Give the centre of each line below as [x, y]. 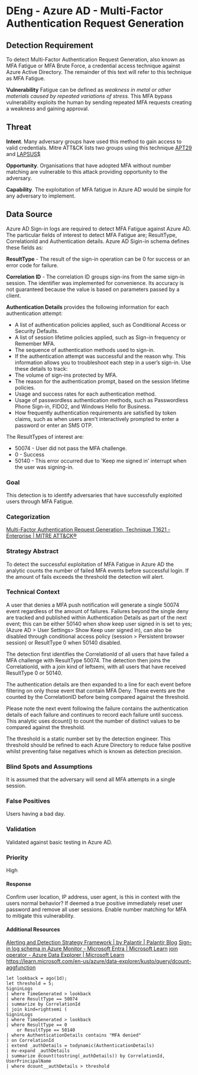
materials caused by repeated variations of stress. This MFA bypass [89, 96]
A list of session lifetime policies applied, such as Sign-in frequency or [100, 337]
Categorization [28, 517]
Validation [21, 829]
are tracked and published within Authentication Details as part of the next [97, 617]
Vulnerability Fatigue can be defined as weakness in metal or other [89, 90]
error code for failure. [32, 265]
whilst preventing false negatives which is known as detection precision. [94, 751]
